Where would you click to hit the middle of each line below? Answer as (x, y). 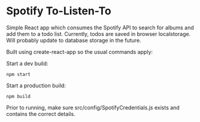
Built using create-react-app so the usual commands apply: (80, 51)
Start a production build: (36, 86)
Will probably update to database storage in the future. (74, 40)
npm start (19, 74)
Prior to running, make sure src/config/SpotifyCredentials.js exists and (93, 107)
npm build (19, 96)
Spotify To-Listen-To (59, 11)
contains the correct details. (41, 114)
